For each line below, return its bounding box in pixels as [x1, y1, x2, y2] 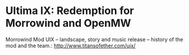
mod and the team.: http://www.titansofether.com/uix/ [5, 42, 136, 49]
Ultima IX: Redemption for [5, 4, 134, 18]
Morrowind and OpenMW [5, 16, 131, 30]
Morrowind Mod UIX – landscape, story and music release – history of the [5, 36, 184, 43]
